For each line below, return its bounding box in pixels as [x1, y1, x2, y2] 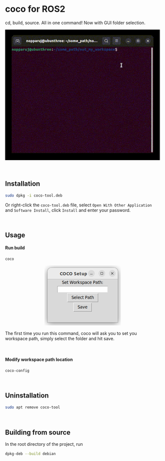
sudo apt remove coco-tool [5, 405, 60, 410]
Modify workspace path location [5, 357, 73, 362]
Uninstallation [5, 391, 49, 399]
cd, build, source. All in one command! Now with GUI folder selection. [5, 20, 146, 26]
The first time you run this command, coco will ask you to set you [5, 330, 137, 336]
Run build [5, 245, 25, 251]
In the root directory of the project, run [5, 441, 83, 447]
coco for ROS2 [5, 3, 65, 15]
